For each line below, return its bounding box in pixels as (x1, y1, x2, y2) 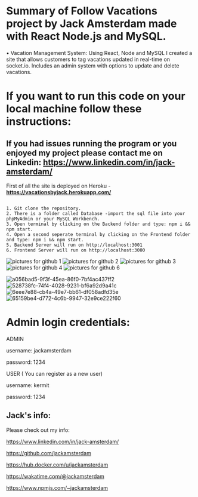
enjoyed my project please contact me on (6, 148, 163, 158)
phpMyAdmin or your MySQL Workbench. (6, 216, 100, 222)
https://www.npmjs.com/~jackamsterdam (6, 484, 109, 491)
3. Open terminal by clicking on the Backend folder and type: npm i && (6, 221, 191, 227)
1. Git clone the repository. (6, 205, 82, 211)
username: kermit (6, 381, 49, 389)
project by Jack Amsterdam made (6, 17, 177, 30)
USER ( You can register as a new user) (6, 370, 103, 377)
